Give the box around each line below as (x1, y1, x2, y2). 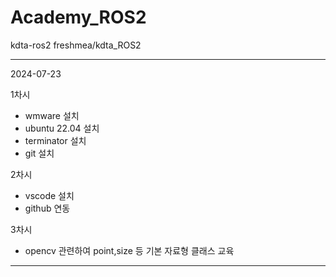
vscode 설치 (24, 189, 75, 201)
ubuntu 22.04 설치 (24, 122, 100, 134)
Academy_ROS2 (10, 6, 147, 29)
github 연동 (24, 202, 71, 214)
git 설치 (24, 147, 55, 159)
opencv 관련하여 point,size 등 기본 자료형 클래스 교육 (24, 244, 235, 256)
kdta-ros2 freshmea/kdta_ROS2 (10, 39, 142, 51)
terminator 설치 (24, 134, 87, 146)
